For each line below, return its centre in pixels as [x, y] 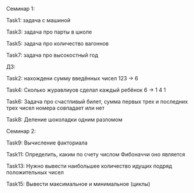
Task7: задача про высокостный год [52, 55]
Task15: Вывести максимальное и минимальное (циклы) [78, 184]
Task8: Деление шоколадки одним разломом [64, 120]
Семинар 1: [20, 9]
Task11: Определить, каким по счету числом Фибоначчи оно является [96, 154]
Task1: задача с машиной [38, 20]
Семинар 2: [21, 131]
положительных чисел [35, 172]
